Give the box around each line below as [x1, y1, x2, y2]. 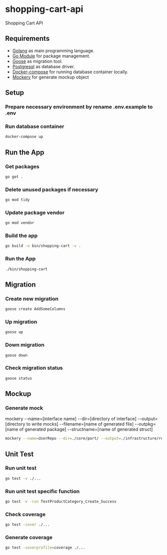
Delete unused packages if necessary [5, 186, 98, 193]
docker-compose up [5, 134, 43, 139]
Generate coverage [5, 534, 53, 541]
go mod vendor [5, 221, 35, 225]
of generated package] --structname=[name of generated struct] [19, 427, 153, 433]
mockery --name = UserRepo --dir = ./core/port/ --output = [5, 436, 121, 441]
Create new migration [5, 295, 59, 302]
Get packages [5, 163, 40, 170]
